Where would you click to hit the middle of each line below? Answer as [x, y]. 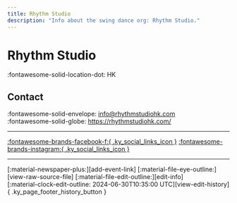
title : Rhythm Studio [39, 14]
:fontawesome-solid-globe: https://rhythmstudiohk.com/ [89, 121]
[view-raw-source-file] [41, 177]
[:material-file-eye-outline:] [177, 169]
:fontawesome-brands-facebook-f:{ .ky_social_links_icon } [92, 142]
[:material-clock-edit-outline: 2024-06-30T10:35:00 [83, 185]
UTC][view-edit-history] [195, 185]
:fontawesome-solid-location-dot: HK [62, 75]
